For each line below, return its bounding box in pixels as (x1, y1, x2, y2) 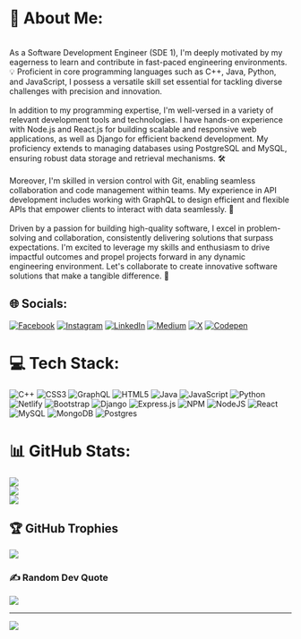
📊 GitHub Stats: (9, 440, 132, 461)
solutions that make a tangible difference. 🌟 (9, 270, 170, 281)
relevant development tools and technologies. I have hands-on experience (9, 114, 284, 124)
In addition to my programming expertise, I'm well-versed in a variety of (9, 105, 274, 115)
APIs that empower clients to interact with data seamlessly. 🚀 (9, 203, 235, 214)
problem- (245, 223, 281, 234)
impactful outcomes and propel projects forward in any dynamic (9, 251, 246, 262)
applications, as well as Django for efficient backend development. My (9, 133, 269, 144)
